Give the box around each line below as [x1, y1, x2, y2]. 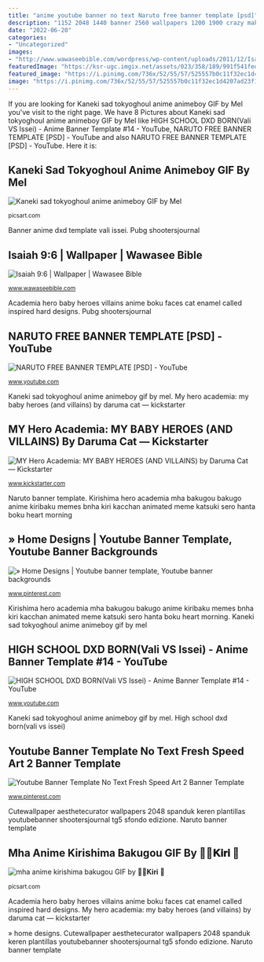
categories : [8, 33, 47, 42]
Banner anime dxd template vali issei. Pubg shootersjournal [8, 226, 200, 235]
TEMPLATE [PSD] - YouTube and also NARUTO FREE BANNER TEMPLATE [8, 132, 247, 142]
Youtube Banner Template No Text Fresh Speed [8, 744, 244, 757]
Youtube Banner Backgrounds [8, 545, 159, 558]
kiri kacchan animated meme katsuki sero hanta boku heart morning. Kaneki [8, 611, 255, 621]
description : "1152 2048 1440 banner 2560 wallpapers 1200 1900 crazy [8, 19, 244, 27]
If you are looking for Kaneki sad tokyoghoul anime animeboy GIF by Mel [8, 99, 244, 109]
